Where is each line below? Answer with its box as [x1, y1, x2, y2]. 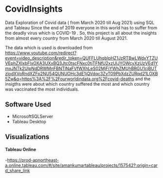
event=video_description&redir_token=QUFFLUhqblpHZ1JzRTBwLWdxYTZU [5, 55, 158, 61]
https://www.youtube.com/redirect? [5, 50, 77, 56]
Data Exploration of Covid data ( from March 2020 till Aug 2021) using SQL [5, 20, 155, 25]
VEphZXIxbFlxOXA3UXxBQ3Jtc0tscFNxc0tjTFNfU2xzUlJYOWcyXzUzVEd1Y [5, 60, 158, 66]
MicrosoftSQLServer [12, 113, 54, 119]
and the [135, 76, 151, 82]
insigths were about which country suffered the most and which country [5, 81, 150, 87]
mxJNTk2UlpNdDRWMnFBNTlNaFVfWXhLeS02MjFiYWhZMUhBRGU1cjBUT [5, 65, 157, 71]
